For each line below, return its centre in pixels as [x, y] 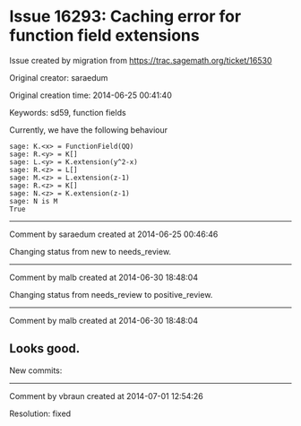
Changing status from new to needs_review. [90, 251]
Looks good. [45, 348]
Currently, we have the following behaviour [89, 130]
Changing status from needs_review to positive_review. [111, 294]
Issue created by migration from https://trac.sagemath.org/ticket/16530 [141, 60]
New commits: [36, 370]
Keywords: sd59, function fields [68, 112]
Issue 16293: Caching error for [125, 17]
